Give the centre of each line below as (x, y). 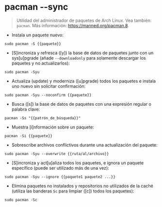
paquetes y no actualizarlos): (40, 63)
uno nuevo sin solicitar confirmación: (49, 86)
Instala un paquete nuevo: (37, 35)
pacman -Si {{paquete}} (29, 136)
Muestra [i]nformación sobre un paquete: (53, 127)
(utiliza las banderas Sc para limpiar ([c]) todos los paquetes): (73, 191)
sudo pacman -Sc (21, 200)
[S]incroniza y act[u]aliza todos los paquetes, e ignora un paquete (78, 163)
